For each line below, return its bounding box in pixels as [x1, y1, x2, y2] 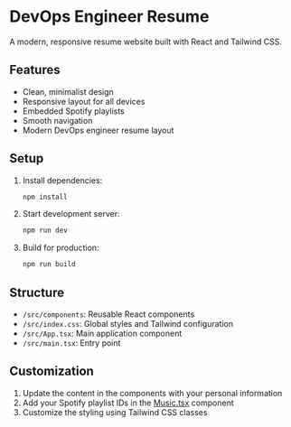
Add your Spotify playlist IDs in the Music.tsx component [22, 397, 234, 408]
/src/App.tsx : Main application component [22, 328, 183, 339]
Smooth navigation [22, 115, 93, 125]
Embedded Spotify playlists [22, 106, 125, 116]
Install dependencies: [22, 174, 103, 186]
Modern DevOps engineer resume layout [22, 125, 174, 135]
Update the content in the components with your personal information [22, 387, 283, 398]
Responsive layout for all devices [22, 96, 145, 107]
